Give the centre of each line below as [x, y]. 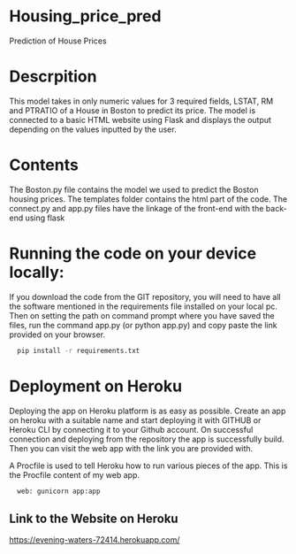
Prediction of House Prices [58, 41]
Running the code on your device [133, 253]
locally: [37, 273]
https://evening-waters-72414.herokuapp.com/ [95, 540]
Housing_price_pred [85, 16]
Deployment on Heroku [96, 386]
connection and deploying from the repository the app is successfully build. [147, 439]
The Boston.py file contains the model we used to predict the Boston [134, 189]
